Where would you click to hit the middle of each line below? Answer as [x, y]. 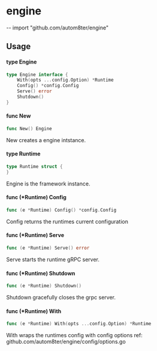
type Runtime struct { [34, 167]
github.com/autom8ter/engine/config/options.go [66, 342]
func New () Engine [29, 128]
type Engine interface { [37, 74]
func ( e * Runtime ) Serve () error [48, 248]
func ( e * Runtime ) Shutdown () [44, 286]
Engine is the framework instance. [48, 184]
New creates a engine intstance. [46, 140]
